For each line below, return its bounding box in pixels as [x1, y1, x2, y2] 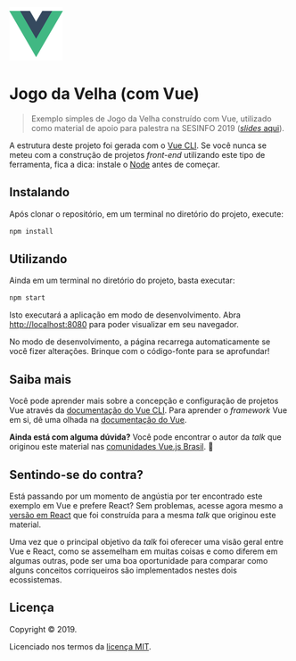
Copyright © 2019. [9, 624, 78, 634]
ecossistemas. [9, 574, 62, 585]
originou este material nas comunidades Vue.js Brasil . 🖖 [9, 442, 214, 452]
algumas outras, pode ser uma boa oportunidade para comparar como [9, 555, 268, 566]
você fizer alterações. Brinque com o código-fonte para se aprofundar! [9, 346, 270, 357]
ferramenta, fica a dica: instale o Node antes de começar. [9, 159, 220, 169]
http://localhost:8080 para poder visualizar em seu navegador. [9, 319, 239, 330]
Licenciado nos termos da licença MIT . [9, 640, 152, 652]
